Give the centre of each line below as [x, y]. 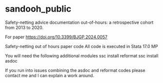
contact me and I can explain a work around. [50, 75]
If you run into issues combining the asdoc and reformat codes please [75, 70]
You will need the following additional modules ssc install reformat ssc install [82, 56]
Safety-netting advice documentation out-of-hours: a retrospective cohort [79, 22]
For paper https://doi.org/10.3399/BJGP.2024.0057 [56, 37]
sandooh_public [38, 9]
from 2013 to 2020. [24, 27]
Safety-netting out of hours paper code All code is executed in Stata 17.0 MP [81, 46]
